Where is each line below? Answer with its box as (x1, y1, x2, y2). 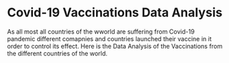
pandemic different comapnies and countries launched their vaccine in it (7, 34, 212, 42)
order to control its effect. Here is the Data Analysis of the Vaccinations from (7, 42, 223, 50)
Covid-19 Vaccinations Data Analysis (7, 5, 223, 21)
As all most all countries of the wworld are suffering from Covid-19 (7, 27, 195, 36)
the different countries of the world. (7, 49, 108, 58)
